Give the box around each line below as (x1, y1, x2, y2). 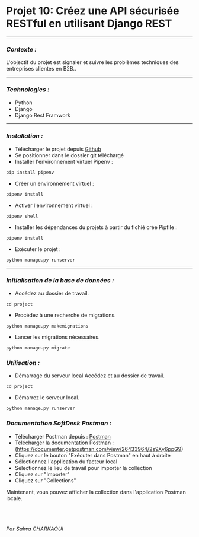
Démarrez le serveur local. (14, 394, 80, 401)
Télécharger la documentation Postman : (14, 439, 114, 446)
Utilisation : (6, 359, 40, 367)
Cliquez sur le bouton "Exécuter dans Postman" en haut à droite (14, 452, 171, 459)
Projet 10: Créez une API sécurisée (6, 4, 179, 18)
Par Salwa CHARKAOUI (6, 525, 64, 532)
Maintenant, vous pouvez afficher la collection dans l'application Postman (6, 488, 187, 495)
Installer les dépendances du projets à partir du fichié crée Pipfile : (14, 224, 178, 231)
